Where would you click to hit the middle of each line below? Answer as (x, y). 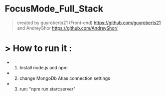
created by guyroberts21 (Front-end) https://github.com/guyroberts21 (89, 23)
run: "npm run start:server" (47, 89)
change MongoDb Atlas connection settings (65, 78)
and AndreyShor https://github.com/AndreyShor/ (67, 28)
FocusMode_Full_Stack (54, 9)
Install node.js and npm (44, 67)
